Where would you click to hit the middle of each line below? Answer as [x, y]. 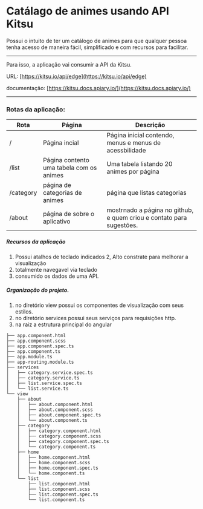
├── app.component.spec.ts [40, 346]
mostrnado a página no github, [150, 210]
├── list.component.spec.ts [63, 494]
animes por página [133, 172]
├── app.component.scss [36, 341]
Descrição [150, 125]
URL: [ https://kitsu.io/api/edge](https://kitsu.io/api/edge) [76, 76]
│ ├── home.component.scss [54, 463]
